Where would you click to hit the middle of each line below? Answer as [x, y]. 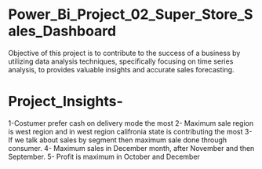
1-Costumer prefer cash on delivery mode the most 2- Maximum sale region [131, 123]
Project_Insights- [65, 102]
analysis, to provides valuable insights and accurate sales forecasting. [121, 69]
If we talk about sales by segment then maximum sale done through [118, 140]
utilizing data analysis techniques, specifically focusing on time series [121, 61]
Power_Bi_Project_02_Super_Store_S [131, 15]
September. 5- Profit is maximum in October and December [104, 156]
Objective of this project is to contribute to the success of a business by [124, 53]
